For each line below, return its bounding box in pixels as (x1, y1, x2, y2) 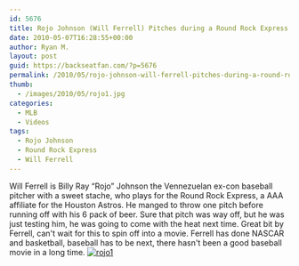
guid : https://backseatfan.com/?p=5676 (9, 61, 158, 70)
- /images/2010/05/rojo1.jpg (17, 89, 125, 98)
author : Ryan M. (9, 43, 69, 52)
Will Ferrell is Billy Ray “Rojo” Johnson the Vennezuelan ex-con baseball (9, 181, 273, 191)
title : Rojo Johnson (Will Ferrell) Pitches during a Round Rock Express (9, 23, 289, 33)
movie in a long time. (9, 246, 86, 257)
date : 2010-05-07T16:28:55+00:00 (9, 33, 133, 42)
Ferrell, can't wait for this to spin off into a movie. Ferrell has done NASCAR (9, 228, 285, 238)
